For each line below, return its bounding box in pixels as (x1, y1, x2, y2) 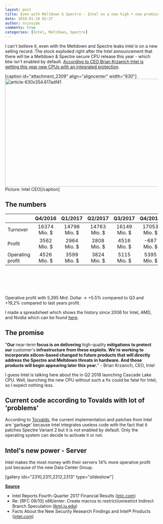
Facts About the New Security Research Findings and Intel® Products (12, 508, 151, 514)
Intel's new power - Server (5, 446, 87, 455)
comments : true (5, 25, 36, 30)
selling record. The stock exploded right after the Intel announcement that (5, 48, 153, 54)
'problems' (5, 404, 39, 412)
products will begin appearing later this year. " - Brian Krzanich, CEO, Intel (5, 362, 155, 368)
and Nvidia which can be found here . (5, 314, 79, 320)
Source (5, 484, 20, 489)
